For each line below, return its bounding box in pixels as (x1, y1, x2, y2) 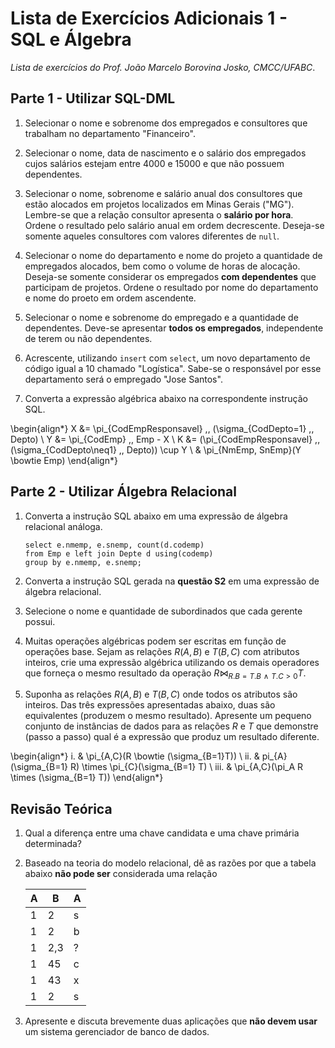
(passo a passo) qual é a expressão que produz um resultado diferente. (24, 731, 320, 743)
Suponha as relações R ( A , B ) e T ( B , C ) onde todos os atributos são (24, 688, 298, 701)
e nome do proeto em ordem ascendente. (24, 292, 197, 304)
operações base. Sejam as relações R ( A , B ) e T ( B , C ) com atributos (24, 645, 300, 657)
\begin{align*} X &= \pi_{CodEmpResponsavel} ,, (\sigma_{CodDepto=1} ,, (10, 422, 315, 434)
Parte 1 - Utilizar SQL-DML (10, 90, 176, 107)
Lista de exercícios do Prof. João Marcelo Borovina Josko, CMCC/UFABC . (10, 61, 316, 73)
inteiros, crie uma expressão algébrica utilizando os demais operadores (24, 656, 320, 668)
